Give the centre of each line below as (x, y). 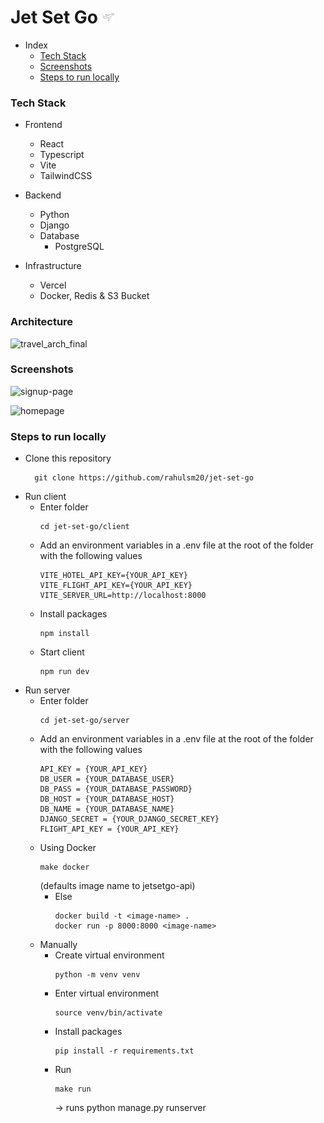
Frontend (43, 125)
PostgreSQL (79, 247)
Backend (43, 195)
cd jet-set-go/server (84, 721)
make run (73, 1089)
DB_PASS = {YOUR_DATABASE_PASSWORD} (116, 789)
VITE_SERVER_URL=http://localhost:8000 (123, 596)
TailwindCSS (66, 176)
